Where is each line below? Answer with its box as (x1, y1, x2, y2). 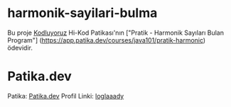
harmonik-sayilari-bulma (7, 5, 158, 21)
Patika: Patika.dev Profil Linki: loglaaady (7, 91, 124, 100)
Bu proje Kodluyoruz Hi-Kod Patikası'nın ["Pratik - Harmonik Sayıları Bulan (7, 28, 224, 37)
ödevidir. (7, 43, 33, 52)
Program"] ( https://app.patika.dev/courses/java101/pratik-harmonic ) (7, 35, 206, 44)
